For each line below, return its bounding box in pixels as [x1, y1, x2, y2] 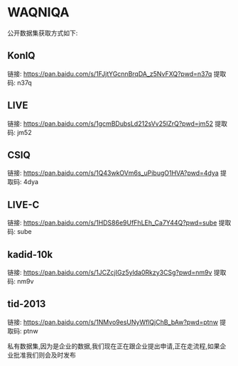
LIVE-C [7, 198, 40, 210]
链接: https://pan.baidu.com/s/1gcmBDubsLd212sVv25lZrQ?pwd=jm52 [7, 119, 213, 128]
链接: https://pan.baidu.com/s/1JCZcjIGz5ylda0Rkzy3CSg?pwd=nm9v [7, 268, 212, 276]
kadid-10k [7, 248, 53, 260]
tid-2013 [7, 298, 46, 310]
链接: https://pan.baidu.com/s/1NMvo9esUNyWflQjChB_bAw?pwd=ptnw [7, 318, 219, 326]
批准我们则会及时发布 [13, 350, 76, 359]
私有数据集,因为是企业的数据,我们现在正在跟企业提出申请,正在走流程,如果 [7, 342, 220, 350]
